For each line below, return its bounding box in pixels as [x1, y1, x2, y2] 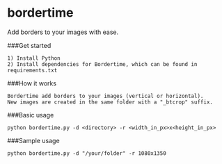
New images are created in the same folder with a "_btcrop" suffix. [7, 99, 214, 106]
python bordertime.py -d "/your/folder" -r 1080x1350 [7, 149, 167, 157]
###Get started [7, 41, 51, 49]
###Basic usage [7, 110, 54, 119]
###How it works [7, 79, 57, 88]
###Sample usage [7, 136, 61, 145]
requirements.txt [7, 67, 58, 74]
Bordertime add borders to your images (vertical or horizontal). [7, 92, 204, 99]
